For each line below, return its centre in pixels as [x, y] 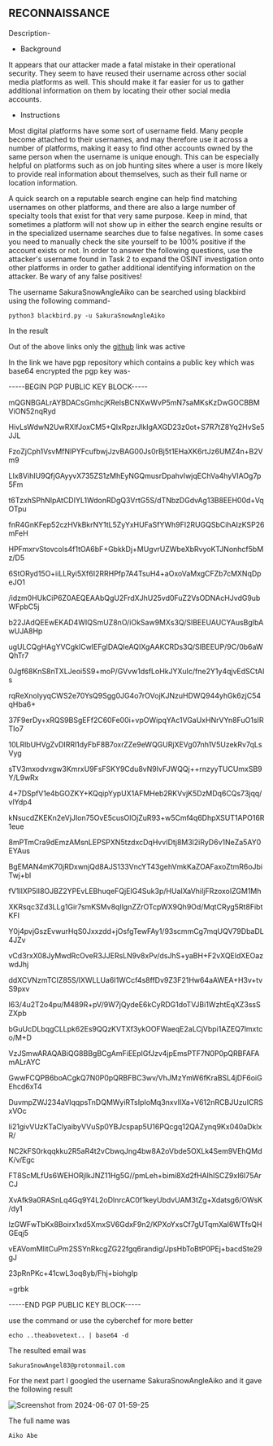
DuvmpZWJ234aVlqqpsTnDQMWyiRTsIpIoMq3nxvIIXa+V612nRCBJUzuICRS [136, 1102]
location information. [43, 182]
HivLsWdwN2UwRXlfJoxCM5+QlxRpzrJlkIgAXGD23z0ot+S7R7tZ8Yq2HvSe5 [136, 427]
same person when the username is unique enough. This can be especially [134, 156]
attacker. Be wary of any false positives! [75, 276]
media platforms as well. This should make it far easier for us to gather [126, 81]
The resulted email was [48, 1350]
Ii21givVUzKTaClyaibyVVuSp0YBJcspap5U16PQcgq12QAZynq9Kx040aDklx [135, 1126]
